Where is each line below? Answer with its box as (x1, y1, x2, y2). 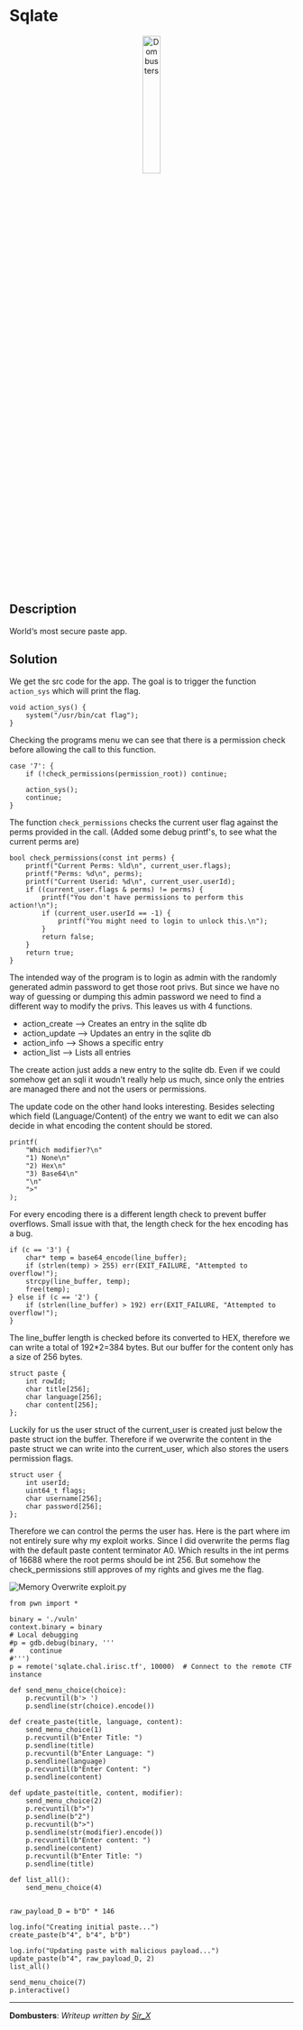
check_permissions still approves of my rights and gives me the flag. (9, 1564, 264, 1574)
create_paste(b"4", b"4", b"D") (9, 1930, 131, 1940)
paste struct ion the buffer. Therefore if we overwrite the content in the (9, 1434, 272, 1444)
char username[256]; (25, 1494, 103, 1503)
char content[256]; (25, 1400, 99, 1409)
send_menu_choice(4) (25, 1883, 103, 1892)
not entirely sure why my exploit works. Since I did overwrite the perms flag (9, 1535, 290, 1546)
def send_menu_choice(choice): (9, 1685, 127, 1694)
